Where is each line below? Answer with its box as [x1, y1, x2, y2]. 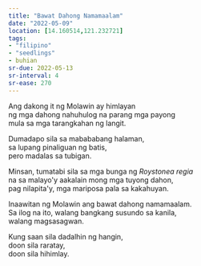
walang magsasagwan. [8, 216, 84, 226]
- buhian [8, 57, 38, 65]
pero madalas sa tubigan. [8, 150, 92, 161]
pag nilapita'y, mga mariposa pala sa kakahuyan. [8, 183, 170, 193]
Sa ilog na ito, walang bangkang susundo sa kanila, [8, 207, 178, 217]
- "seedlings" [8, 49, 56, 57]
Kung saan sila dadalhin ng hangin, [8, 231, 123, 241]
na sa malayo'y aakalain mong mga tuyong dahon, [8, 174, 174, 185]
